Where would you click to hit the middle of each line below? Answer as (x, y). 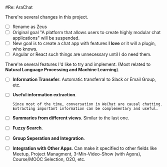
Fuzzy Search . (28, 128)
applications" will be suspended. (46, 38)
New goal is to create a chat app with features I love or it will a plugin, (84, 43)
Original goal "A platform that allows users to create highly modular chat (86, 33)
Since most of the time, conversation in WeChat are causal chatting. (87, 104)
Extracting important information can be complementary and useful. (85, 109)
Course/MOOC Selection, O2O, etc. (49, 159)
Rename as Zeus (30, 27)
